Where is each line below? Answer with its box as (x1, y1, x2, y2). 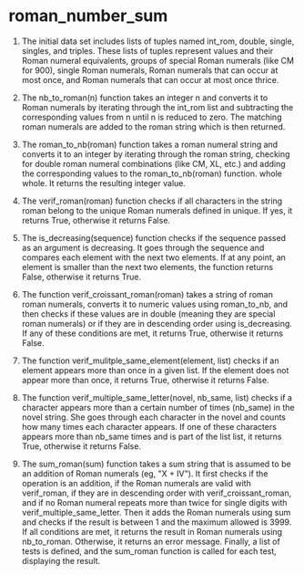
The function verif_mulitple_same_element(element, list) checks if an (21, 355, 279, 366)
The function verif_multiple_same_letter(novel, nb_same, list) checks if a (21, 392, 293, 402)
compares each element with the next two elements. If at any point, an (21, 252, 286, 263)
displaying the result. (21, 555, 101, 566)
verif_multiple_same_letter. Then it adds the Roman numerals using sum (21, 507, 291, 517)
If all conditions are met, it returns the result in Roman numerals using (21, 526, 283, 537)
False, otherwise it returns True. (21, 271, 142, 282)
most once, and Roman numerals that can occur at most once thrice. (21, 74, 279, 85)
